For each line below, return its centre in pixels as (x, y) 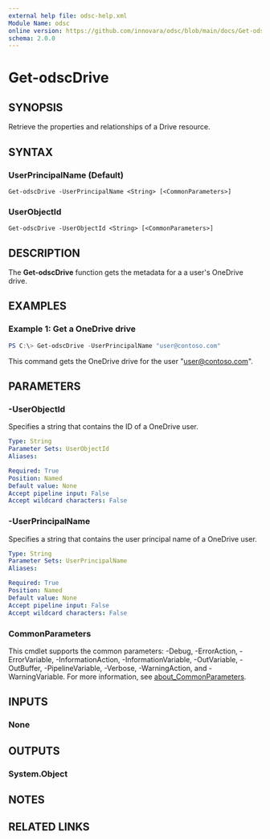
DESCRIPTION (44, 253)
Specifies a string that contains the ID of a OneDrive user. (103, 427)
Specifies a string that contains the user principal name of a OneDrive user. (133, 538)
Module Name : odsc (39, 23)
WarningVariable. (37, 677)
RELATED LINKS (49, 827)
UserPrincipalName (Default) (66, 175)
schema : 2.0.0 (32, 38)
